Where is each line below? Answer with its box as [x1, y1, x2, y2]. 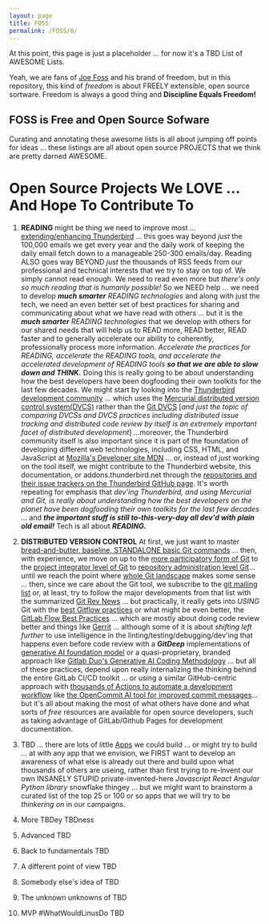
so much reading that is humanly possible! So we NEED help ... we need [20, 282, 259, 293]
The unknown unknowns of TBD [20, 893, 127, 902]
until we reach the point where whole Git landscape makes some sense [20, 571, 256, 581]
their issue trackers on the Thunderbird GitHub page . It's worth [20, 479, 229, 488]
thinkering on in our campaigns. [20, 800, 126, 809]
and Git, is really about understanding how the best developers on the [20, 496, 252, 505]
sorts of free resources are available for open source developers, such [20, 707, 254, 717]
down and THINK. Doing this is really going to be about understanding [20, 368, 255, 378]
